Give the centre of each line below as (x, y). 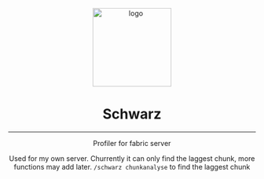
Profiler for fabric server (132, 143)
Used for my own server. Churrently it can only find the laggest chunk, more (132, 158)
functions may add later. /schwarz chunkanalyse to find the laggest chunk (132, 166)
